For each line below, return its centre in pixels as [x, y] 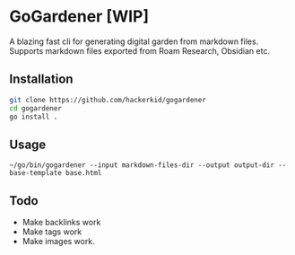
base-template [36, 173]
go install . [34, 117]
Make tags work [52, 232]
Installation [41, 79]
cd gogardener [36, 108]
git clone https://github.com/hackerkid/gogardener [108, 100]
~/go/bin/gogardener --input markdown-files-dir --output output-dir [142, 165]
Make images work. [59, 241]
